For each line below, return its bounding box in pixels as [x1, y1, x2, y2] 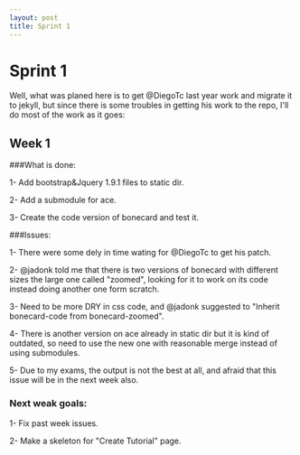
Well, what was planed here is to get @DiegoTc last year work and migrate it [9, 90, 293, 101]
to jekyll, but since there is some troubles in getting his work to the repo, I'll [9, 100, 289, 111]
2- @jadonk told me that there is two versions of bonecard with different [9, 265, 278, 275]
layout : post [9, 13, 59, 23]
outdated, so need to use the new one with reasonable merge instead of [9, 338, 278, 348]
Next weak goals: [9, 397, 88, 410]
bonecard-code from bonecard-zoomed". [9, 311, 164, 321]
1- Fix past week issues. [9, 417, 98, 429]
